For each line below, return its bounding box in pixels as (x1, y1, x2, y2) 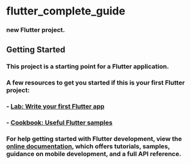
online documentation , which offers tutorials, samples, (6, 142, 170, 151)
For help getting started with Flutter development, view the (6, 134, 183, 143)
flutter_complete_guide (6, 4, 125, 18)
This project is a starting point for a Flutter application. (6, 62, 169, 71)
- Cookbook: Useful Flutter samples (6, 119, 113, 127)
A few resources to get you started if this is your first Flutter (6, 78, 185, 87)
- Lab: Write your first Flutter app (6, 102, 105, 111)
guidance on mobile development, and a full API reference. (6, 150, 182, 158)
